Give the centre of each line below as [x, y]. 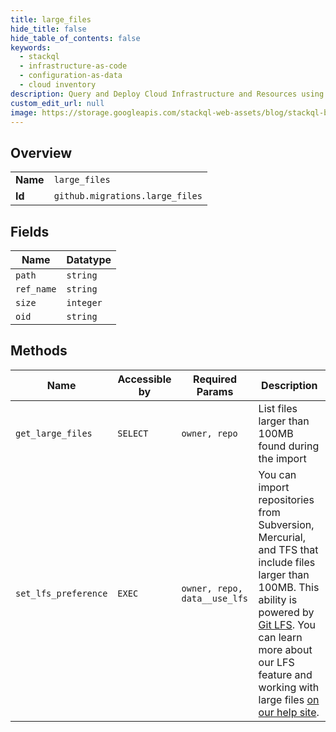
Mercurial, [282, 537]
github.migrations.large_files [128, 196]
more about [285, 649]
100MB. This [289, 587]
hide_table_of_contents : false [75, 38]
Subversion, [286, 524]
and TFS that [288, 549]
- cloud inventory [58, 85]
